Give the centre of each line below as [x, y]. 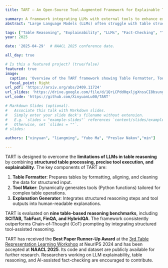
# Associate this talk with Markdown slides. [56, 110]
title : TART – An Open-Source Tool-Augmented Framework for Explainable [82, 10]
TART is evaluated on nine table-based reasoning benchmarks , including [81, 213]
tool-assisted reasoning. [30, 229]
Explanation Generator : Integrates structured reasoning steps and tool [85, 198]
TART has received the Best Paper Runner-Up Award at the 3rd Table [77, 239]
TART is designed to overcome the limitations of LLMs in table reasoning [81, 156]
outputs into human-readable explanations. [57, 203]
